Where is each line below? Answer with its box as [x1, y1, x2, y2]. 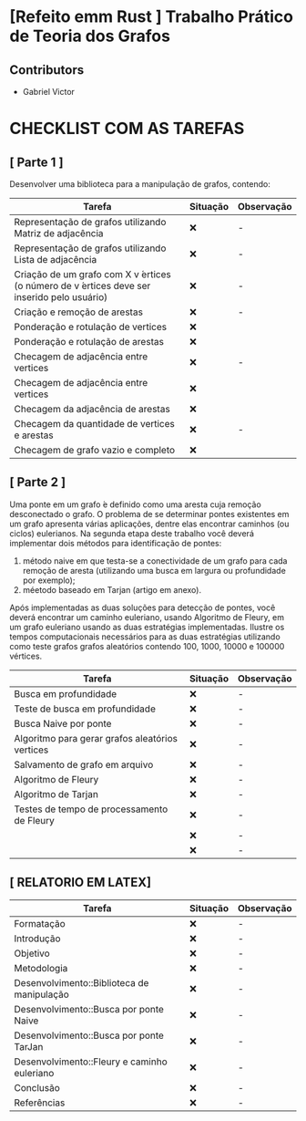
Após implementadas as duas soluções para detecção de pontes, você [9, 602, 276, 613]
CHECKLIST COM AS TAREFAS [9, 119, 245, 139]
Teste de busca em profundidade [14, 702, 157, 715]
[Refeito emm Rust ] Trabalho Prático [9, 6, 294, 27]
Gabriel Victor [22, 87, 76, 97]
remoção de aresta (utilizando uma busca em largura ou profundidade [22, 565, 287, 576]
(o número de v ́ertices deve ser [14, 280, 151, 292]
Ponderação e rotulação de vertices [14, 321, 167, 333]
